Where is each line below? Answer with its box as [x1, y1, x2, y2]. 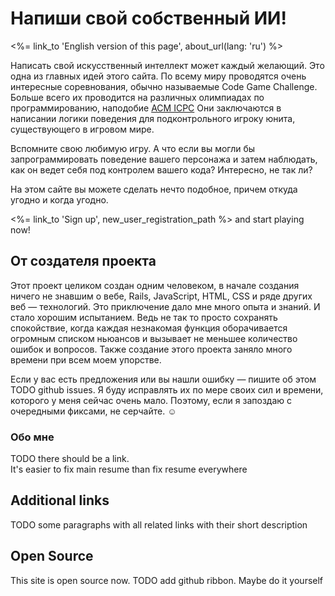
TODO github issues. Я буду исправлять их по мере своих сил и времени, [10, 383, 324, 396]
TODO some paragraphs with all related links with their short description [10, 518, 308, 531]
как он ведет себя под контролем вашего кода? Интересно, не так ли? [10, 163, 313, 176]
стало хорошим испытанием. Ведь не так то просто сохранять [10, 311, 278, 323]
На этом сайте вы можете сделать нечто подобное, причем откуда [10, 183, 298, 195]
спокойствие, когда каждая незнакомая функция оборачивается [10, 322, 288, 334]
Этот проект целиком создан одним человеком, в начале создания [10, 279, 300, 291]
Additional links [10, 492, 110, 509]
